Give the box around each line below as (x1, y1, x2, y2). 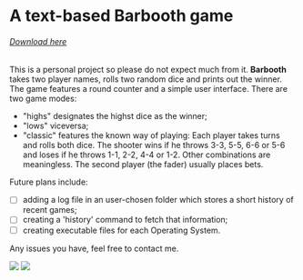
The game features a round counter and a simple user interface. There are (9, 84, 288, 95)
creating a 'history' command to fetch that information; (22, 215, 228, 225)
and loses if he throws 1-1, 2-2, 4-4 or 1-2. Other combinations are (22, 149, 271, 160)
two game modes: (9, 93, 77, 105)
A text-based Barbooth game (9, 5, 234, 26)
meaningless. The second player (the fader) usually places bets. (22, 159, 264, 170)
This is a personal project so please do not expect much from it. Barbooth (9, 65, 287, 75)
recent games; (22, 205, 77, 215)
